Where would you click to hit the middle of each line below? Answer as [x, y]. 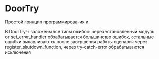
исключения [18, 52]
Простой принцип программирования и [47, 22]
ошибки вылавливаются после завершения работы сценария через [76, 41]
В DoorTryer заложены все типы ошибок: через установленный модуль [80, 31]
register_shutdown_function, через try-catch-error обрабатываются [75, 47]
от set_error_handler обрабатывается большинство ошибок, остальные [79, 37]
